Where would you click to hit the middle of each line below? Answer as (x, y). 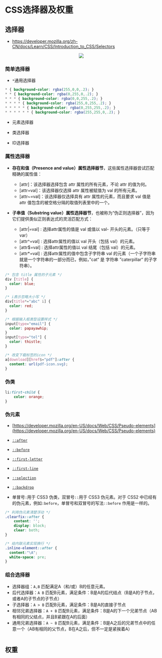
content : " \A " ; (23, 553)
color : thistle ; (26, 342)
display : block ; (30, 526)
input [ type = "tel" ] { (26, 337)
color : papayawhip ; (29, 328)
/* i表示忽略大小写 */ (25, 297)
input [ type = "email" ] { (28, 324)
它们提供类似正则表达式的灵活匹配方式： (52, 219)
